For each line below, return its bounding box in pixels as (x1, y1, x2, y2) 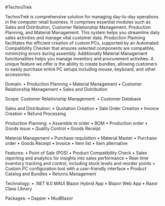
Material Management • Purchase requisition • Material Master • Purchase (5, 135, 157, 141)
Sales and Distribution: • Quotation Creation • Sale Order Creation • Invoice (5, 106, 159, 111)
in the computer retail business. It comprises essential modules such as (5, 19, 151, 25)
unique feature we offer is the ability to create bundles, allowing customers (5, 61, 158, 67)
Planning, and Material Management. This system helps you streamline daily (5, 30, 160, 35)
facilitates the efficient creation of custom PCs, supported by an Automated (5, 40, 159, 46)
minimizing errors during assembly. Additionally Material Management (5, 50, 148, 56)
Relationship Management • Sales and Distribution (5, 86, 108, 92)
